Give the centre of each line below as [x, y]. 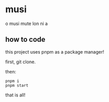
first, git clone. [20, 62]
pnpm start [17, 85]
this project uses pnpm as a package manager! [55, 52]
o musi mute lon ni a [27, 23]
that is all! [15, 95]
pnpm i [12, 81]
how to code [25, 40]
